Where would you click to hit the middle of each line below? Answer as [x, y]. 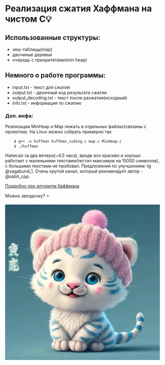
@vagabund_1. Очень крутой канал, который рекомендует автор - [74, 171]
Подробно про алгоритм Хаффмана [42, 186]
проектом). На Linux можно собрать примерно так [58, 132]
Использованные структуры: [53, 37]
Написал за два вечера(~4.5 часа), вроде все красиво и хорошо [73, 155]
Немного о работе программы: [55, 75]
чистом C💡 [28, 19]
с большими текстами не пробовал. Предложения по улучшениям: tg [78, 166]
